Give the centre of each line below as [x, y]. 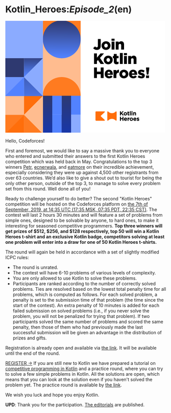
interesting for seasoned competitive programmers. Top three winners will [84, 225]
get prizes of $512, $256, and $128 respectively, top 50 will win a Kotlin [82, 231]
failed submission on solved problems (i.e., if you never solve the [81, 311]
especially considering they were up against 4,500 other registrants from [82, 172]
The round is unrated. [35, 267]
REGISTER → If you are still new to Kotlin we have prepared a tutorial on [80, 363]
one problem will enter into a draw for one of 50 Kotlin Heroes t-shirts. [81, 242]
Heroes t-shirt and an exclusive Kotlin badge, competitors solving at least [85, 237]
